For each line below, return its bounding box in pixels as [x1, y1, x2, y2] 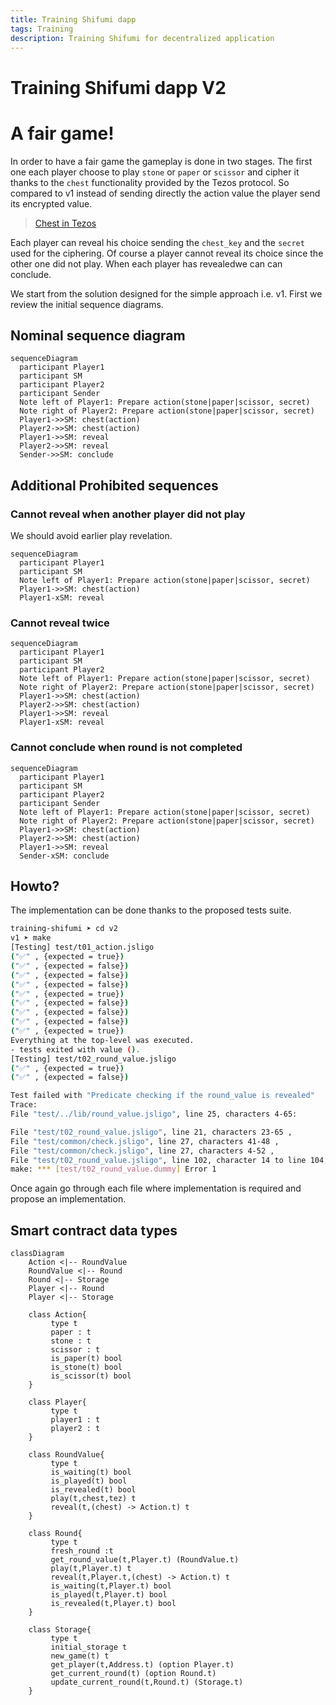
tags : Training [10, 24, 74, 34]
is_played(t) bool [50, 1476, 128, 1486]
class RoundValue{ [28, 1450, 105, 1460]
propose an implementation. [10, 1193, 127, 1205]
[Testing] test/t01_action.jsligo [10, 942, 155, 953]
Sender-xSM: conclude [19, 851, 110, 861]
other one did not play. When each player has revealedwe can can [10, 257, 283, 270]
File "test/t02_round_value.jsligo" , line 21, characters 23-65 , [10, 1127, 293, 1137]
